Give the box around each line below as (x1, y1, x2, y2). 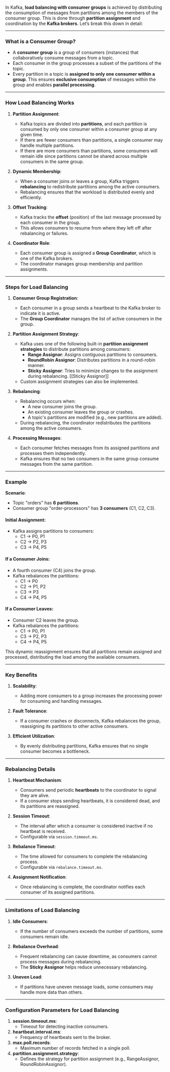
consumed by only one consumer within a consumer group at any (20, 126, 157, 132)
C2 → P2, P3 (20, 539, 47, 545)
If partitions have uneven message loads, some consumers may (20, 984, 153, 990)
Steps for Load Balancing (5, 283, 68, 290)
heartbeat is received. (20, 828, 66, 834)
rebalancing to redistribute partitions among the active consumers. (20, 183, 160, 189)
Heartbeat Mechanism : (12, 777, 62, 784)
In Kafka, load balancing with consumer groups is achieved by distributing (5, 5, 162, 10)
